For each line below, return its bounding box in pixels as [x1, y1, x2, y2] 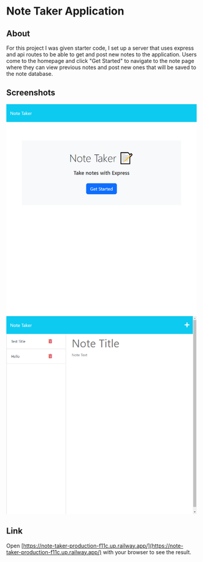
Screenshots [6, 88, 56, 98]
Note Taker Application [6, 4, 124, 18]
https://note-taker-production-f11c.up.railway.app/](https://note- [23, 542, 184, 549]
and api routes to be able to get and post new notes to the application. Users [6, 51, 197, 58]
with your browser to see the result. [103, 548, 192, 555]
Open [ [6, 542, 24, 549]
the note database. [6, 70, 53, 77]
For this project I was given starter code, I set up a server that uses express [6, 44, 195, 51]
